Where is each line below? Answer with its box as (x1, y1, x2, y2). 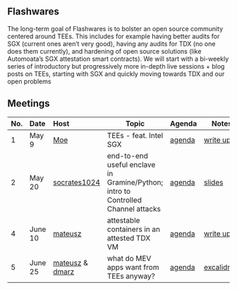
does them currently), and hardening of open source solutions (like (7, 47, 202, 55)
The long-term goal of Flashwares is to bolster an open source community (7, 24, 224, 33)
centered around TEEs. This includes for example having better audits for (7, 32, 220, 40)
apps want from (107, 262, 159, 272)
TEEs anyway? (107, 271, 155, 281)
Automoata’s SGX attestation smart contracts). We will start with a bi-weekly (7, 54, 229, 63)
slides (203, 177, 224, 187)
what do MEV (107, 253, 152, 263)
